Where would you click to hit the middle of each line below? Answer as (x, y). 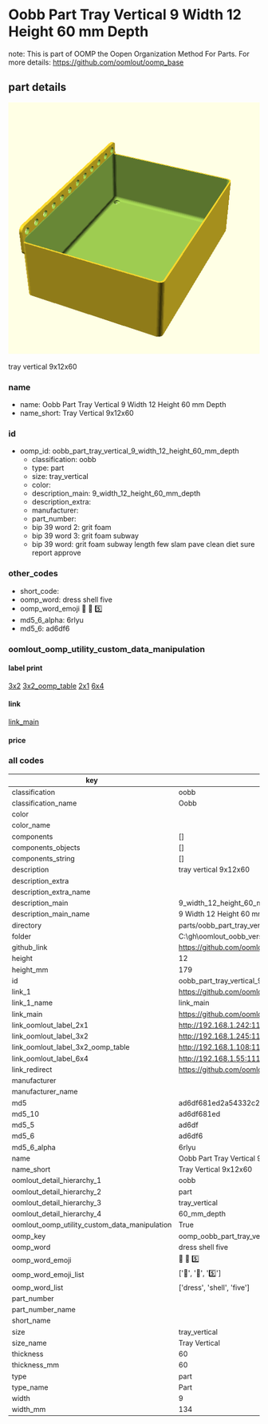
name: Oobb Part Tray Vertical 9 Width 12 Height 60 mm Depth (123, 405)
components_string (43, 859)
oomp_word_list (37, 1288)
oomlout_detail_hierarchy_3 (57, 1202)
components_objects (46, 847)
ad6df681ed (199, 1113)
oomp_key (29, 1236)
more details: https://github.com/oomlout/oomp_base (96, 62)
